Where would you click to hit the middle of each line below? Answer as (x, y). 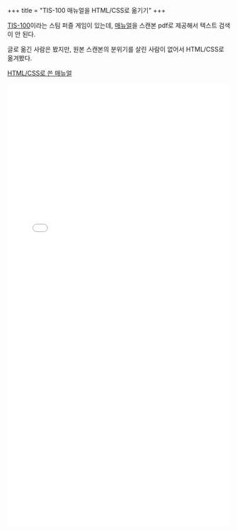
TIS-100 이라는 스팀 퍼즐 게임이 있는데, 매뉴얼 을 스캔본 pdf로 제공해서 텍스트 (112, 25)
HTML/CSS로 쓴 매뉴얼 (40, 73)
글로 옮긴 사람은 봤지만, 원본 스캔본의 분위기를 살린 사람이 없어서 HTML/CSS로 (116, 49)
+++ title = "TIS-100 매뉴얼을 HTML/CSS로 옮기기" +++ (87, 10)
